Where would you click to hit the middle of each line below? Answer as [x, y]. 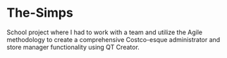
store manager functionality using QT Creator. [73, 47]
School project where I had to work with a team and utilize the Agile [105, 32]
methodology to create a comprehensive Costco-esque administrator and [114, 39]
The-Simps [40, 13]
